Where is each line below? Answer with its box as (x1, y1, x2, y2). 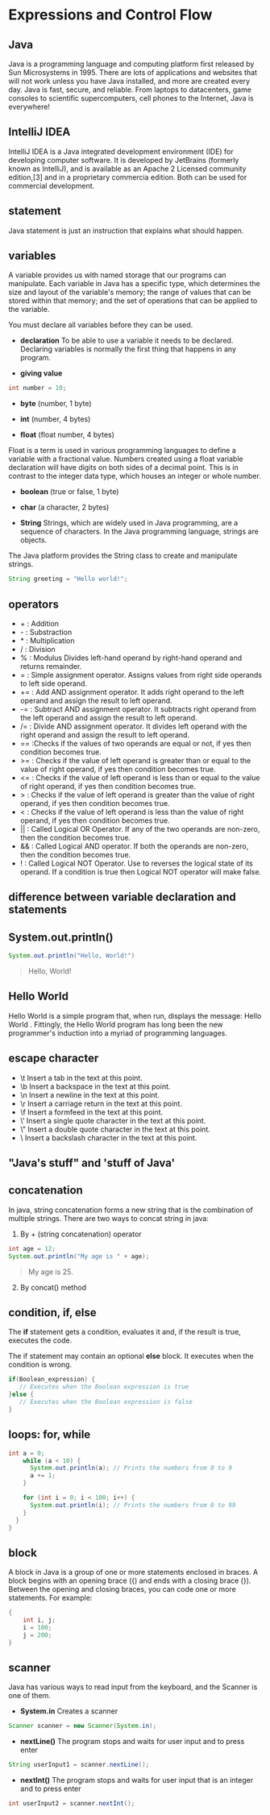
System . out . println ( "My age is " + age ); (8, 1252, 150, 1261)
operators (8, 597, 59, 611)
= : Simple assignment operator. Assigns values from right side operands (19, 671, 263, 679)
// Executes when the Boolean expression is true (19, 1383, 189, 1391)
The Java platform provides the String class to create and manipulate (8, 550, 238, 561)
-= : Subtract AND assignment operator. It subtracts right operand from (19, 704, 256, 714)
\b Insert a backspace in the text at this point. (19, 1082, 171, 1091)
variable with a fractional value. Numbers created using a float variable (8, 454, 243, 464)
